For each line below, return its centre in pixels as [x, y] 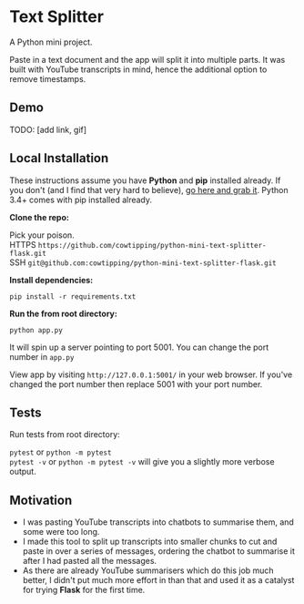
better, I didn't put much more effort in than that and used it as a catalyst [158, 580]
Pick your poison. [42, 235]
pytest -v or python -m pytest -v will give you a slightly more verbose [142, 462]
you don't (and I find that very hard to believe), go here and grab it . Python [149, 189]
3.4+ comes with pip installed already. [81, 200]
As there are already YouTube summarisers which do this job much [148, 570]
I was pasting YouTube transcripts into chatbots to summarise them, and [158, 522]
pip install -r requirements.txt [73, 297]
